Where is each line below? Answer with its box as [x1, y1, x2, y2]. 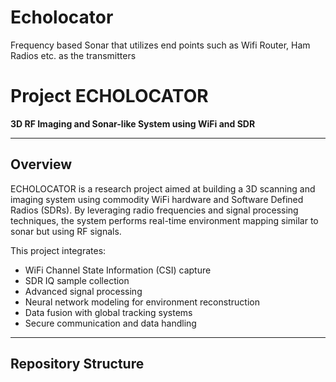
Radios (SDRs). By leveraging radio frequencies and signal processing [10, 204, 299, 216]
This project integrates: [10, 244, 107, 256]
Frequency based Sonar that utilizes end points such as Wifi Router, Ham [10, 39, 311, 51]
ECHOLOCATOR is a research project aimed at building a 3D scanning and [10, 182, 316, 195]
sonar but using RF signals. [10, 225, 122, 237]
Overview [10, 156, 73, 173]
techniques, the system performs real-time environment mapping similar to [10, 214, 319, 226]
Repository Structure [10, 356, 145, 373]
